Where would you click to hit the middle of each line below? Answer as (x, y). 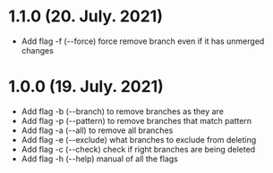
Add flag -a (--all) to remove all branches (97, 130)
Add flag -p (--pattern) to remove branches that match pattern (136, 120)
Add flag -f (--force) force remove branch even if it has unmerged (143, 41)
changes (38, 50)
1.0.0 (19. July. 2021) (86, 87)
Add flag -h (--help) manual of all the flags (99, 159)
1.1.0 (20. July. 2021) (85, 16)
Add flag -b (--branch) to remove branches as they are (123, 111)
